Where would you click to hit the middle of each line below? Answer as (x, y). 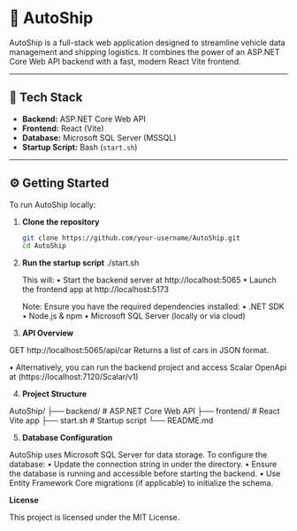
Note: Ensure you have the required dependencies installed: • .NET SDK (153, 307)
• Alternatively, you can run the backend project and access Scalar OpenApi (148, 367)
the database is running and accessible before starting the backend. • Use (145, 473)
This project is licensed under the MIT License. (95, 518)
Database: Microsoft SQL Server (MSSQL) (99, 137)
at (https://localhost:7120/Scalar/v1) (74, 377)
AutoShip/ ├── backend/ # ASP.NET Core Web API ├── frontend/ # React (145, 412)
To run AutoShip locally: (53, 204)
